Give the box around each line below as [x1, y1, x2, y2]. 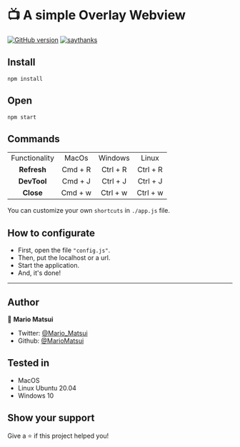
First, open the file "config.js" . [17, 246, 111, 255]
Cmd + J [61, 176, 91, 186]
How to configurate [7, 227, 95, 239]
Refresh [19, 165, 46, 175]
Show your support [7, 412, 95, 424]
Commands [7, 133, 61, 145]
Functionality [11, 153, 55, 163]
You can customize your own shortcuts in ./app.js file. [7, 206, 170, 215]
